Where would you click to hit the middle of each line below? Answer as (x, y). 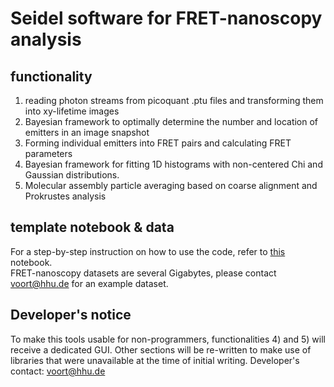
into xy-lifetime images (72, 111)
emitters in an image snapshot (87, 132)
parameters (48, 153)
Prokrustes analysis (65, 196)
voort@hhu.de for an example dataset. (89, 283)
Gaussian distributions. (72, 175)
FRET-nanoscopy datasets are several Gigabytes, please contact (143, 273)
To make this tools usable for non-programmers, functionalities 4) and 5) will (168, 339)
